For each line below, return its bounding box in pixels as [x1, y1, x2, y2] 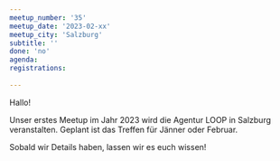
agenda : [9, 55, 39, 64]
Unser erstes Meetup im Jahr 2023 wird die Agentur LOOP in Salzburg [9, 114, 272, 125]
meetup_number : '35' [9, 13, 88, 23]
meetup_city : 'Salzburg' [9, 30, 103, 39]
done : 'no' [9, 47, 51, 56]
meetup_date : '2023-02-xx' [9, 22, 111, 31]
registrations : [9, 64, 67, 73]
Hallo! [9, 97, 32, 108]
